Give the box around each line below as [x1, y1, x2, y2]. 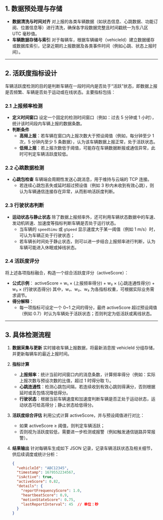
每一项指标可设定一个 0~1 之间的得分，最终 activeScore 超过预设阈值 [19, 304, 158, 310]
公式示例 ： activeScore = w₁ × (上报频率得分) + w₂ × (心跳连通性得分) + [12, 280, 155, 286]
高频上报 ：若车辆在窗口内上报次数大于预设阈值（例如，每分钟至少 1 [19, 133, 154, 138]
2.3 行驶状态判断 [5, 202, 44, 209]
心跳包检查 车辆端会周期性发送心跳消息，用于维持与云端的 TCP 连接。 [12, 176, 152, 182]
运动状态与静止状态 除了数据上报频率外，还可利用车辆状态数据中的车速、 [12, 214, 158, 220]
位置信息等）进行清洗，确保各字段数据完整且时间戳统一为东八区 [20, 24, 148, 30]
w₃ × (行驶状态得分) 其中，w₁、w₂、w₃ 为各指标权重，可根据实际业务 [12, 286, 150, 292]
